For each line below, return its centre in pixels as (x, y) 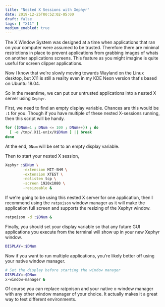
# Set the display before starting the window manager (63, 270)
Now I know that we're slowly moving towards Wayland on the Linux (75, 73)
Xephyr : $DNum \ (22, 165)
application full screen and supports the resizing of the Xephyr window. (78, 208)
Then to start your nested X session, (42, 156)
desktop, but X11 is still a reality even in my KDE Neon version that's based (81, 78)
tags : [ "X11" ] (22, 24)
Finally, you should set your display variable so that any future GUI (73, 227)
